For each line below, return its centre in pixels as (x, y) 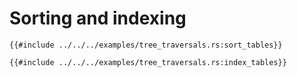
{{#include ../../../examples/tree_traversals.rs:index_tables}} (148, 62)
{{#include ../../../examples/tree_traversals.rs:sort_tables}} (146, 45)
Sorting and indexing (98, 18)
